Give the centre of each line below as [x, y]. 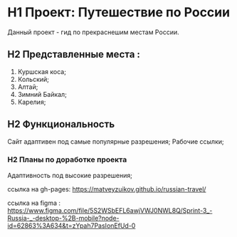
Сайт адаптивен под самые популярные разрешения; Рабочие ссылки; [116, 141]
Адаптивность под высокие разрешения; [70, 175]
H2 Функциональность [61, 124]
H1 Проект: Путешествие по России [118, 12]
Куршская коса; [42, 71]
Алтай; [28, 87]
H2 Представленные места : [74, 54]
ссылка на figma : [34, 203]
